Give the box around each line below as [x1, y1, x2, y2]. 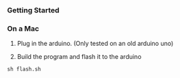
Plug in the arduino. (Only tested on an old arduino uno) [16, 40, 174, 48]
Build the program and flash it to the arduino [16, 53, 142, 61]
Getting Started [7, 5, 60, 15]
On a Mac [7, 23, 40, 33]
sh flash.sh [7, 66, 41, 73]
